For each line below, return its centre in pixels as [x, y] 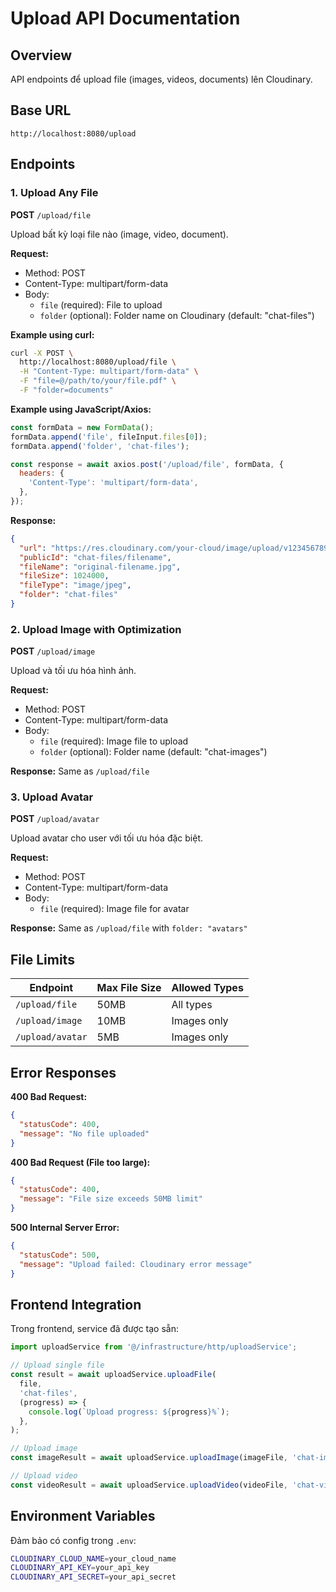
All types [192, 1005]
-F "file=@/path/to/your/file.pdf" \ [98, 381]
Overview [41, 55]
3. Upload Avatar [52, 797]
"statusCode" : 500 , [60, 1255]
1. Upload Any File [54, 193]
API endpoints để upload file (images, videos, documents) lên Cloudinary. [161, 79]
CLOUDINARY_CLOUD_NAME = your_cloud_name [93, 1558]
